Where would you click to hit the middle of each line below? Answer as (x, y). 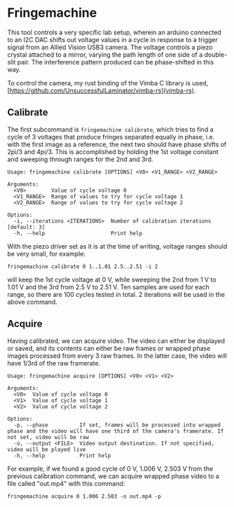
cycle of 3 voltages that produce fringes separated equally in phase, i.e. (111, 137)
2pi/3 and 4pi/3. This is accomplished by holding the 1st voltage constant (113, 151)
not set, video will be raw (48, 437)
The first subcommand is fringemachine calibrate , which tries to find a (110, 129)
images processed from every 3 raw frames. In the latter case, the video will (117, 356)
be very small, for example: (47, 253)
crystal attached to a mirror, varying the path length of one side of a (105, 55)
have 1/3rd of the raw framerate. (54, 363)
